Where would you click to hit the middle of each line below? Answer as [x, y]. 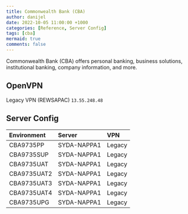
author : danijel [26, 17]
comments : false [26, 45]
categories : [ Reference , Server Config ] [57, 28]
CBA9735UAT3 [31, 183]
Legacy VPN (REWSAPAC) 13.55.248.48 [55, 100]
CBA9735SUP [29, 155]
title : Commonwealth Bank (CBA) [46, 11]
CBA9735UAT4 [31, 193]
